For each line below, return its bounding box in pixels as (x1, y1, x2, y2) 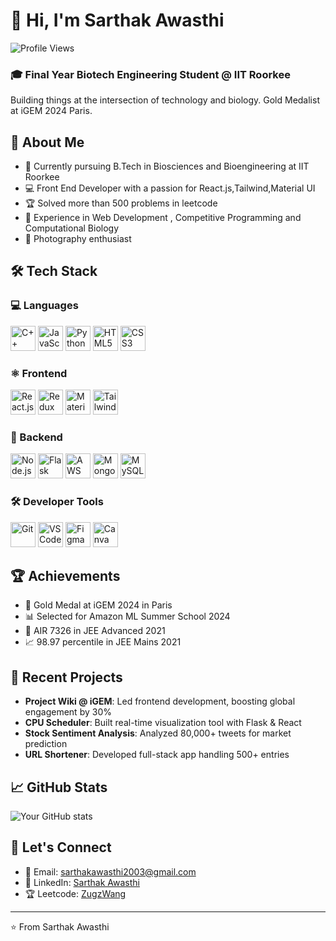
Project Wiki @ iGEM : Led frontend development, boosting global (24, 695, 296, 708)
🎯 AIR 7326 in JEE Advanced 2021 (24, 625, 166, 637)
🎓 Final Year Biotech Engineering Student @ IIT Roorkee (10, 67, 291, 81)
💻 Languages (10, 299, 79, 313)
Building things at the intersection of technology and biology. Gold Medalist (10, 94, 320, 106)
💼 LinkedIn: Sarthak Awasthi (24, 876, 140, 888)
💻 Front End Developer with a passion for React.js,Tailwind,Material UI (24, 182, 316, 194)
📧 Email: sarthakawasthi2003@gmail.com (24, 865, 197, 878)
